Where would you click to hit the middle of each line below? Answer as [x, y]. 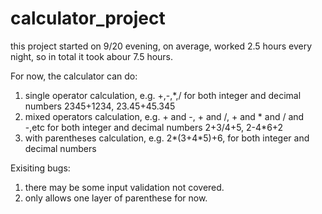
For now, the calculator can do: [74, 76]
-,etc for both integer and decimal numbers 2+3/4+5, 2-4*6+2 [154, 127]
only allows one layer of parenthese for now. [116, 198]
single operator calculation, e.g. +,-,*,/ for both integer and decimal [163, 95]
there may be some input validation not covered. [124, 187]
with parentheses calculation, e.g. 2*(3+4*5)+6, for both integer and [167, 138]
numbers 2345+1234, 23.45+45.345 [100, 106]
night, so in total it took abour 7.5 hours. [92, 56]
